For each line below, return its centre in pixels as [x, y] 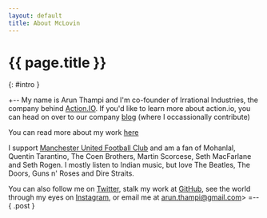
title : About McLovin [44, 23]
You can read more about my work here [74, 133]
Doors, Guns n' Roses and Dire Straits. [71, 173]
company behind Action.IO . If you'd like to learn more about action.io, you [130, 109]
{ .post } [22, 206]
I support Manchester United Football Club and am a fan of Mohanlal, [122, 148]
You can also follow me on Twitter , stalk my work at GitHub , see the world [130, 189]
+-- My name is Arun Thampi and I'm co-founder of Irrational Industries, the [133, 100]
